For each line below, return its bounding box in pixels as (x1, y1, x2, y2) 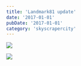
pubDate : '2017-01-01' (6, 20, 63, 26)
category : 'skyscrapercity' (6, 25, 77, 32)
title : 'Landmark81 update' (6, 8, 77, 15)
